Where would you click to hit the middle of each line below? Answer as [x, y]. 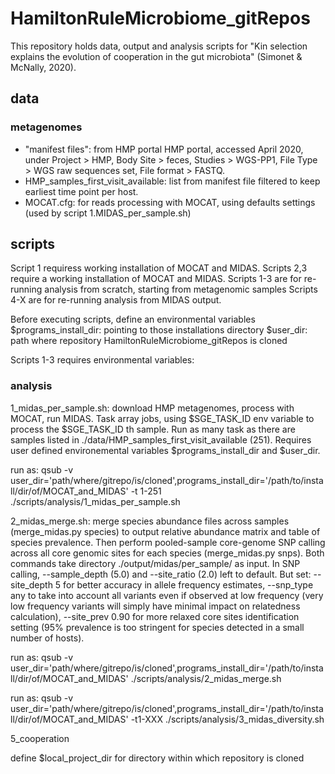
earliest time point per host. [81, 191]
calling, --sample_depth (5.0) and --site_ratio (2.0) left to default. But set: [161, 574]
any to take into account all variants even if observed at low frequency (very [167, 595]
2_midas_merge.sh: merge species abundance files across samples [150, 521]
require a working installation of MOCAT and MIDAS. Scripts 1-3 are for [156, 279]
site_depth [31, 584]
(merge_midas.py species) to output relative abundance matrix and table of [165, 531]
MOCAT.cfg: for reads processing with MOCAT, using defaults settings [170, 202]
